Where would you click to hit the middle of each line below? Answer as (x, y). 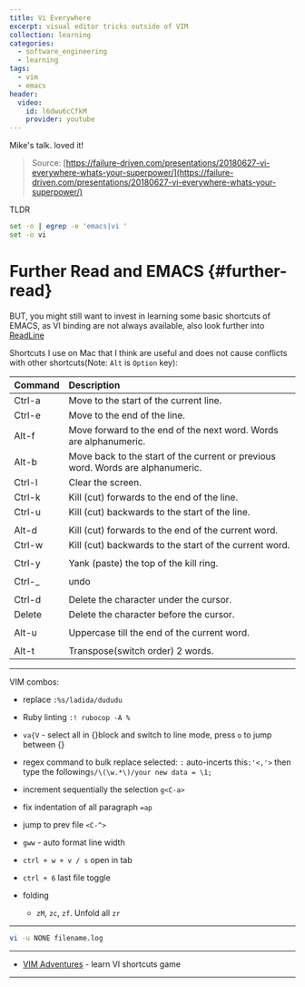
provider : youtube (60, 119)
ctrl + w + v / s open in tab (78, 860)
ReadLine (27, 335)
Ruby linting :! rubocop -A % (76, 717)
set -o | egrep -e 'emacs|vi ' (69, 227)
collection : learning (50, 35)
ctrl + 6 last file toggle (66, 877)
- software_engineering (62, 52)
